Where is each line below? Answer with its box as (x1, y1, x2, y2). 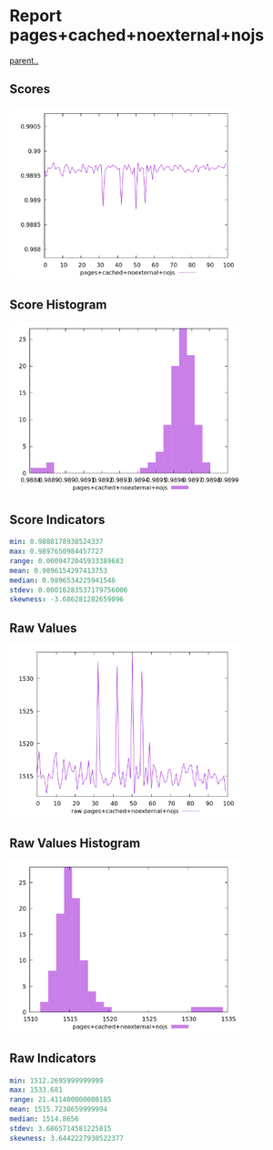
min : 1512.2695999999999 (9, 1076, 104, 1085)
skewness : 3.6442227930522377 (9, 1134, 125, 1143)
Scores (9, 81, 51, 97)
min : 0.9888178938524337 (9, 538, 104, 547)
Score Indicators (9, 512, 106, 528)
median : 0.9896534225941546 (9, 576, 116, 585)
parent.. (9, 55, 39, 66)
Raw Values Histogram (9, 835, 141, 851)
